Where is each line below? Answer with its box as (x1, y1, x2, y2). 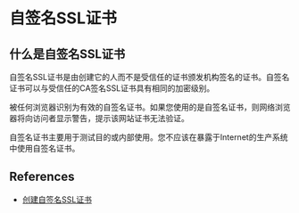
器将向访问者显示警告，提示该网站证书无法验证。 (9, 113, 189, 123)
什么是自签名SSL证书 (9, 46, 126, 61)
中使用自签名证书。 (9, 143, 80, 153)
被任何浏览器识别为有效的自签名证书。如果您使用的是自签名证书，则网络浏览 (9, 102, 291, 112)
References (9, 169, 75, 184)
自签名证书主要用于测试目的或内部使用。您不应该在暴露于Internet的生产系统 (9, 132, 288, 143)
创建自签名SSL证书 (21, 193, 92, 205)
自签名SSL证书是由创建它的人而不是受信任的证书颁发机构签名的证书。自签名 (9, 72, 290, 82)
